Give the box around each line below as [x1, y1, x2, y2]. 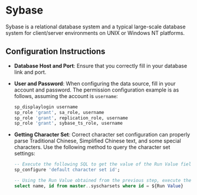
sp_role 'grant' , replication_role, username [14, 115, 128, 121]
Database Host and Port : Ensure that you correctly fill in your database [14, 62, 188, 69]
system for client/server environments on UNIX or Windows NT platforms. [5, 29, 185, 36]
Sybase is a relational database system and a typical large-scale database [5, 23, 186, 30]
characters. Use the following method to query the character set [14, 144, 170, 151]
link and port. [14, 69, 47, 76]
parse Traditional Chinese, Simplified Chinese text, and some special [14, 137, 181, 145]
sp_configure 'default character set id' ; [14, 167, 120, 173]
